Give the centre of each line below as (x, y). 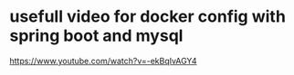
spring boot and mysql (96, 36)
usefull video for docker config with (147, 17)
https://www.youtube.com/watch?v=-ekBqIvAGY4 (103, 61)
